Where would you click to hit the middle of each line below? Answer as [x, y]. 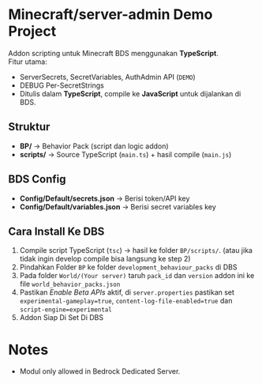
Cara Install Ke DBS [56, 231]
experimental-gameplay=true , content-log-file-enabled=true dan [126, 301]
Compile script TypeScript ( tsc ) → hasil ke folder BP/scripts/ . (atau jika [136, 250]
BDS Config [37, 179]
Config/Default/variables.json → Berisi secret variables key [118, 206]
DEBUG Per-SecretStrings [62, 85]
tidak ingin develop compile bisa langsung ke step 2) [105, 259]
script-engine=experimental [65, 310]
